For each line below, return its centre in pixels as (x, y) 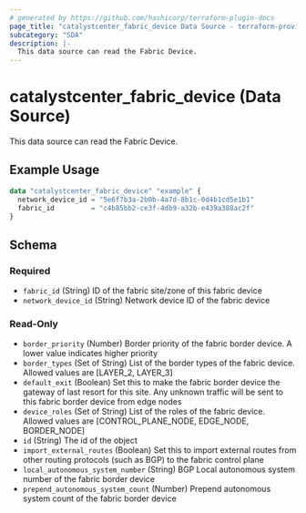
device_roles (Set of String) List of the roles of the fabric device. (144, 412)
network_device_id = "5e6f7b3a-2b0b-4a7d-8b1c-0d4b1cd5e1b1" (136, 200)
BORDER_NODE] (53, 431)
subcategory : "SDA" (46, 35)
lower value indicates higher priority (90, 354)
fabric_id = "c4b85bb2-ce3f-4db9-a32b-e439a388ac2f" (136, 208)
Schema (33, 245)
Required (30, 271)
